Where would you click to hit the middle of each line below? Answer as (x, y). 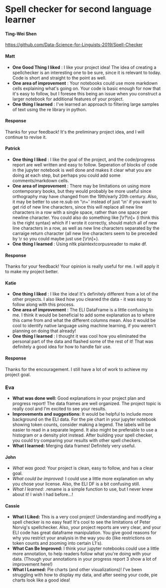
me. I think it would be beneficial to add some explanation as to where (83, 315)
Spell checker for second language (79, 9)
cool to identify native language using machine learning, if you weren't (84, 326)
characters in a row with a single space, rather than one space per (80, 212)
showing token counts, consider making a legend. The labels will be (82, 424)
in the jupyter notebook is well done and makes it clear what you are (82, 170)
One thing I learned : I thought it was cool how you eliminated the (79, 336)
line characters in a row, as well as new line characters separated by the (86, 228)
